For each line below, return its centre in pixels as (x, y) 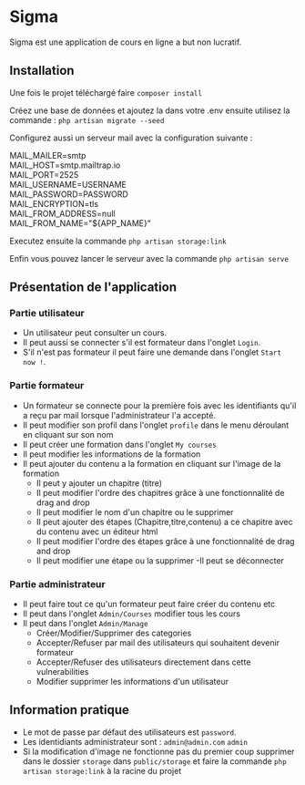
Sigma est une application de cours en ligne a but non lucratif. (126, 42)
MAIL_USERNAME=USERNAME (68, 184)
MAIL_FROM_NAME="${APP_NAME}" (81, 223)
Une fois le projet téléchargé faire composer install (106, 92)
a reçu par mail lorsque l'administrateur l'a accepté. (119, 415)
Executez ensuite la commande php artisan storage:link (118, 241)
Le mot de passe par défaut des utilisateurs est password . (129, 732)
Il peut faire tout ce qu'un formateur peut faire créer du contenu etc (149, 604)
